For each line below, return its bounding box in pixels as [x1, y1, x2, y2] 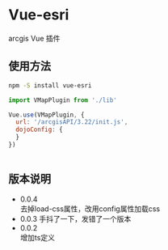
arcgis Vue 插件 [8, 33, 61, 43]
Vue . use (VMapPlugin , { [8, 111, 85, 119]
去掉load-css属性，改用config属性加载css [19, 204, 160, 214]
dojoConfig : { [15, 125, 63, 134]
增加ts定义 [19, 232, 55, 242]
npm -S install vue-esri [8, 81, 92, 90]
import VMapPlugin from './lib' [8, 95, 117, 104]
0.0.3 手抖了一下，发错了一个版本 [19, 214, 132, 223]
